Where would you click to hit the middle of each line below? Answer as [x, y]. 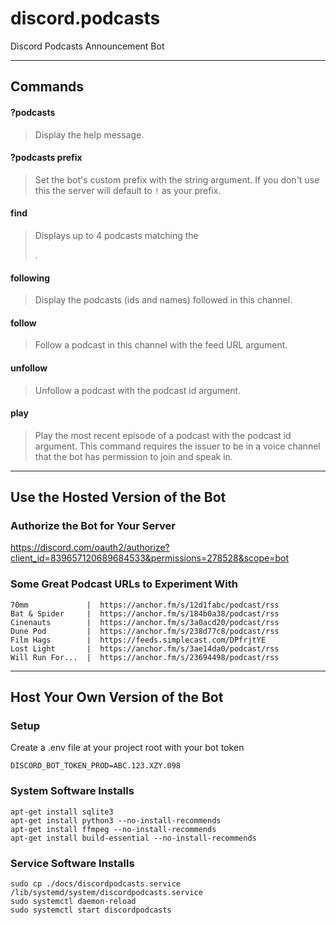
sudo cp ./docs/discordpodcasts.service [96, 884]
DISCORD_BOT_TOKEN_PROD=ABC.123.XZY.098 [96, 766]
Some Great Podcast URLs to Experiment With [124, 584]
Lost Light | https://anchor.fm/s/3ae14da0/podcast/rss [145, 648]
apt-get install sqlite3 [62, 812]
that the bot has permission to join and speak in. [133, 456]
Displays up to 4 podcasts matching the [116, 235]
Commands [47, 87]
